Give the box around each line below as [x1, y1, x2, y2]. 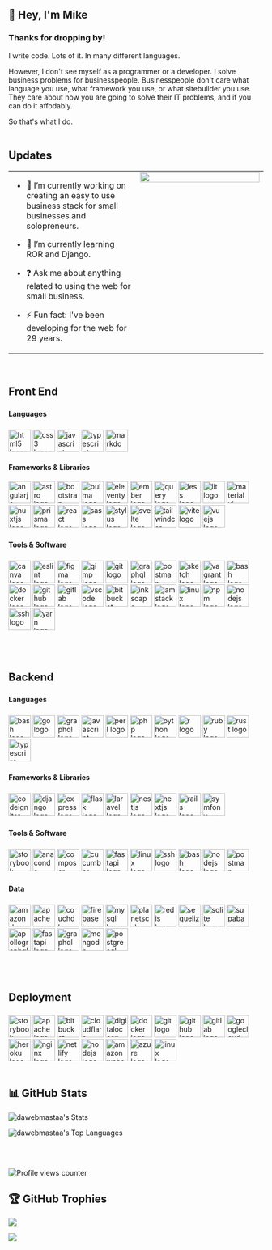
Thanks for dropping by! [8, 32, 106, 44]
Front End [8, 384, 58, 398]
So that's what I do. [8, 117, 73, 126]
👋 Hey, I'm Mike [8, 8, 88, 22]
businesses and [26, 210, 87, 221]
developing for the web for [26, 322, 127, 333]
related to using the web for [26, 280, 131, 291]
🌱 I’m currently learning [26, 238, 115, 249]
